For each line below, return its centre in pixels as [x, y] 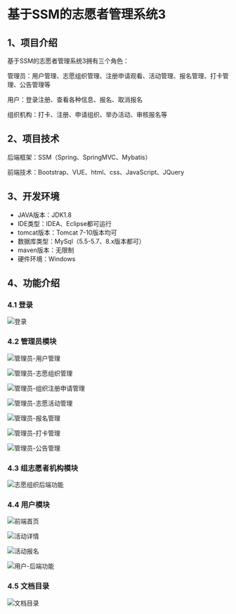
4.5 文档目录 [28, 587]
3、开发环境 [33, 197]
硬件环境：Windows [46, 258]
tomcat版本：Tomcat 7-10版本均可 [67, 232]
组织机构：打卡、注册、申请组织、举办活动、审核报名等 [87, 114]
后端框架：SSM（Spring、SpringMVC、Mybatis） [79, 157]
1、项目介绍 [33, 43]
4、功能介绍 [34, 283]
